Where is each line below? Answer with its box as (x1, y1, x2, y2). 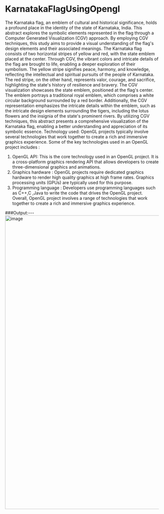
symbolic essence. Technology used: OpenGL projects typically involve (5, 128, 149, 134)
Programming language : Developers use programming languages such (12, 185, 156, 191)
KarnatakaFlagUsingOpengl (5, 3, 121, 15)
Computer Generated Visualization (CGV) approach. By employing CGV (5, 35, 148, 41)
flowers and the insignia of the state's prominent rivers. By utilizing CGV (5, 113, 150, 119)
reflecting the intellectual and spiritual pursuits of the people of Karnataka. (5, 71, 155, 77)
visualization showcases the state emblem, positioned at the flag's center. (5, 87, 154, 93)
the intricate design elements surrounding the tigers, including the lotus (5, 107, 149, 113)
